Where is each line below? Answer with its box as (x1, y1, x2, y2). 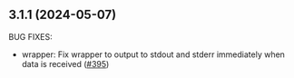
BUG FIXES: (8, 31, 53, 42)
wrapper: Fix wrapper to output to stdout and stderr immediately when (21, 49, 285, 60)
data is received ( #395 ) (21, 58, 110, 69)
